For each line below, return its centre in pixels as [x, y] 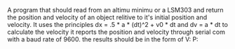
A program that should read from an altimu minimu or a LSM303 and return [115, 10]
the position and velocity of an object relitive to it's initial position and [107, 17]
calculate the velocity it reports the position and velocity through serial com [116, 32]
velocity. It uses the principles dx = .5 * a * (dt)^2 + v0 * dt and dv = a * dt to [117, 24]
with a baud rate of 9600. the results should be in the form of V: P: [103, 39]
